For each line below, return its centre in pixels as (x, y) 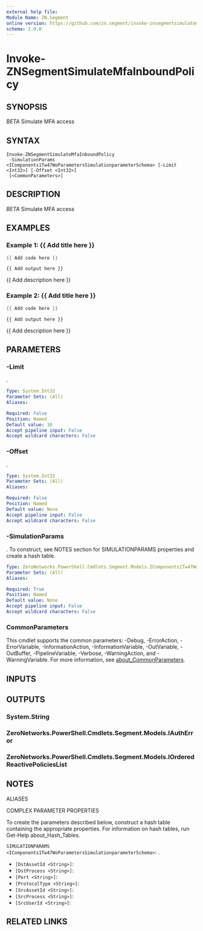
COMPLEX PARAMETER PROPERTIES (53, 810)
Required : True (25, 589)
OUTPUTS (26, 699)
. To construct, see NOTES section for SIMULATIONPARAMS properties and (100, 549)
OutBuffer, (19, 653)
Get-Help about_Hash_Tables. (43, 835)
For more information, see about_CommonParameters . (118, 660)
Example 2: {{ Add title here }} (51, 296)
